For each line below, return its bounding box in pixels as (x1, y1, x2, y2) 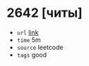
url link (16, 28, 39, 37)
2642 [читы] (6, 5, 83, 21)
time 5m (16, 35, 41, 44)
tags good (16, 51, 47, 59)
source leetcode (16, 43, 64, 51)
